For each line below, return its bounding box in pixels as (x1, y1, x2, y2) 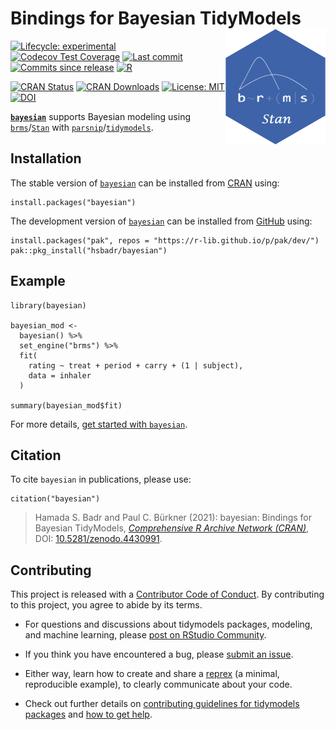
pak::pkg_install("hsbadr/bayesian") (10, 245, 168, 256)
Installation (10, 150, 82, 167)
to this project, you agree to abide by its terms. (10, 599, 203, 611)
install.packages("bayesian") (10, 197, 137, 207)
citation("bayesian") (10, 494, 101, 504)
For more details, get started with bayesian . (10, 418, 188, 430)
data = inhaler (28, 370, 92, 381)
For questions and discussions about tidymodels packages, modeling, (24, 618, 313, 631)
